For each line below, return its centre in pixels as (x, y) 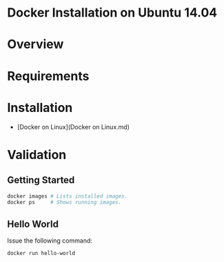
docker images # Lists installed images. (68, 196)
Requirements (48, 76)
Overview (35, 45)
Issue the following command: (50, 241)
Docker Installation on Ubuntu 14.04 (112, 13)
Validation (37, 155)
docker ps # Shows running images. (64, 203)
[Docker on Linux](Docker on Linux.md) (73, 127)
